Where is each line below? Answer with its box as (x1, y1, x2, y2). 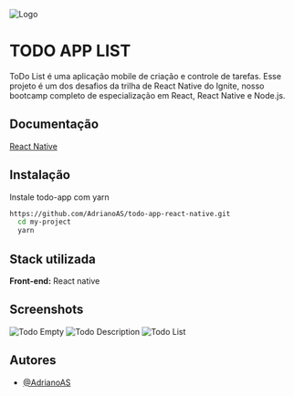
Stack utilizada (9, 251, 96, 266)
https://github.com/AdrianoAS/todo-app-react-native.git (9, 209, 231, 218)
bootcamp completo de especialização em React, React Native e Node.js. (9, 89, 286, 100)
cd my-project (17, 217, 71, 227)
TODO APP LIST (9, 41, 131, 61)
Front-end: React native (9, 276, 100, 287)
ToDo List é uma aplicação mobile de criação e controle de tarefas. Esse (9, 70, 281, 81)
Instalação (9, 167, 71, 182)
